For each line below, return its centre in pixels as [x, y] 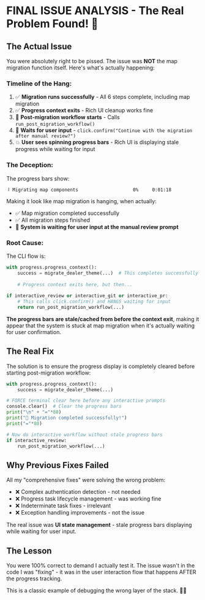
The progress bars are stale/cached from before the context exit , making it [103, 319]
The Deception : [30, 165]
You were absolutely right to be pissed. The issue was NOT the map [92, 61]
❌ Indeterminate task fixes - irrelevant [63, 506]
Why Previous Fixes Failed [58, 465]
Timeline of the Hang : [39, 84]
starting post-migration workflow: [49, 373]
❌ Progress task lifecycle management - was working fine [88, 499]
